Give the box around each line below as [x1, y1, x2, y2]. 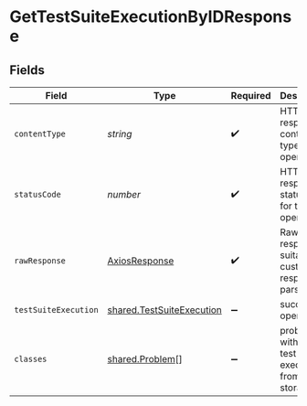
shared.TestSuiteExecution [107, 304, 222, 316]
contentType [14, 129, 67, 139]
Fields [9, 62, 46, 78]
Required [230, 90, 271, 101]
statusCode [14, 189, 61, 199]
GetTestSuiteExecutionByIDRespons [9, 6, 292, 27]
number [107, 188, 142, 200]
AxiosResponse [107, 254, 175, 267]
